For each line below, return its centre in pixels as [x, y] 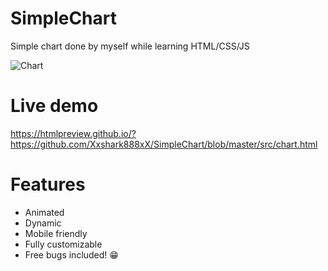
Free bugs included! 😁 [71, 254]
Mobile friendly [56, 233]
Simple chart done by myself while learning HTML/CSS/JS [130, 46]
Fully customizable [63, 244]
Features [48, 184]
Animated [44, 212]
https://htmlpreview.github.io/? [73, 133]
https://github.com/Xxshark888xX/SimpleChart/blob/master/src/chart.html [164, 144]
